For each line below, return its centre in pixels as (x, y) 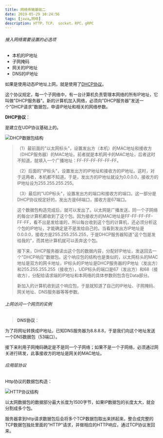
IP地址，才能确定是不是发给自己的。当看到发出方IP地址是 (87, 228)
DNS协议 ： (28, 320)
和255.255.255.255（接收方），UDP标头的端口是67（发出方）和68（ (85, 269)
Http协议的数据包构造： (29, 381)
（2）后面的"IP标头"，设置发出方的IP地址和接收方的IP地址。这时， (84, 171)
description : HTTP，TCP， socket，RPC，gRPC (49, 23)
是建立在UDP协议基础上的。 (33, 128)
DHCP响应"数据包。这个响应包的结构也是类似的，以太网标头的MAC (91, 257)
